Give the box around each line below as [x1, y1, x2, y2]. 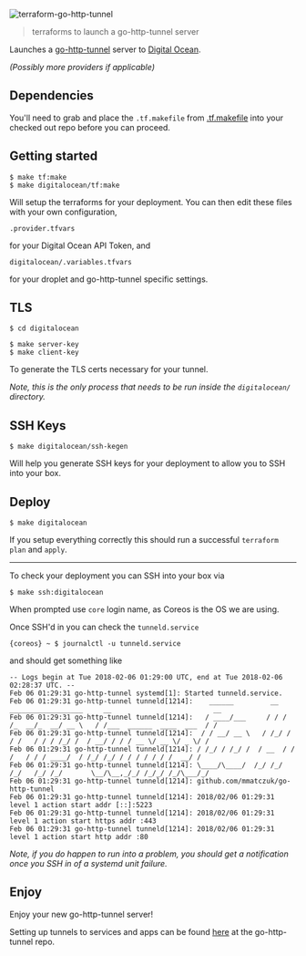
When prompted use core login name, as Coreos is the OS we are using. [9, 604, 280, 615]
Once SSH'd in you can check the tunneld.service [9, 621, 199, 633]
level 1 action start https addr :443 [9, 816, 157, 826]
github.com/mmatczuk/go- [197, 776, 291, 786]
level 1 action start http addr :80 [9, 833, 148, 842]
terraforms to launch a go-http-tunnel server [31, 26, 199, 36]
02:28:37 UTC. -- [9, 681, 76, 691]
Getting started [9, 149, 98, 164]
